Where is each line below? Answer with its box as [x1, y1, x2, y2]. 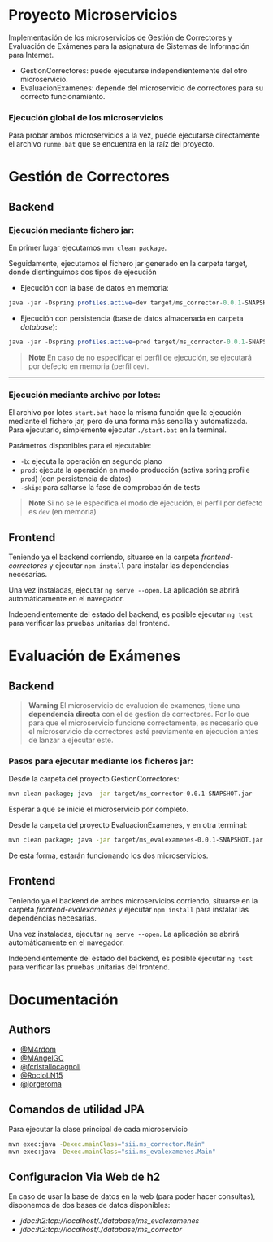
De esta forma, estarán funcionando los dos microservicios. [8, 851, 209, 860]
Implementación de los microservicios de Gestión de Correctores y [8, 33, 233, 42]
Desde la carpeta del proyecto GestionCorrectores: [8, 774, 180, 784]
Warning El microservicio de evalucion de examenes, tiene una [28, 700, 240, 710]
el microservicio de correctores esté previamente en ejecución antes [28, 726, 258, 736]
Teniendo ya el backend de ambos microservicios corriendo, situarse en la [8, 895, 258, 905]
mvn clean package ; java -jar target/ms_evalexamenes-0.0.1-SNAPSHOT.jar [8, 836, 264, 844]
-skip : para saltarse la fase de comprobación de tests [19, 483, 201, 492]
